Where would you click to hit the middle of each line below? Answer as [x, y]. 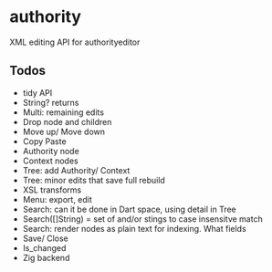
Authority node [51, 151]
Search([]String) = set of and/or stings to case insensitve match [142, 219]
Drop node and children [67, 121]
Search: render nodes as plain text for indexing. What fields [134, 228]
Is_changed [44, 247]
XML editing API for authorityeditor [75, 42]
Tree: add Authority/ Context [76, 170]
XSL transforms [52, 190]
